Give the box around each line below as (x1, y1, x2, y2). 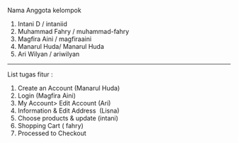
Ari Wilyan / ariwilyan (17, 50, 80, 58)
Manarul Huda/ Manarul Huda (17, 42, 105, 50)
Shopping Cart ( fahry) (17, 122, 84, 130)
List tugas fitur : (7, 70, 53, 79)
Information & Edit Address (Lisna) (17, 106, 120, 115)
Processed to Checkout (17, 129, 86, 137)
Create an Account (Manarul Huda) (17, 84, 120, 92)
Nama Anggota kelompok (7, 6, 81, 14)
